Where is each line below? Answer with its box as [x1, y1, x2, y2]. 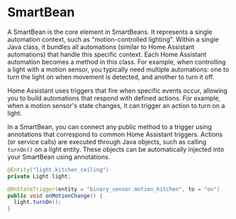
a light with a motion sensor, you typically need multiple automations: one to [7, 65, 230, 73]
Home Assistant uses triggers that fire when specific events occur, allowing [7, 86, 228, 95]
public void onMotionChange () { [7, 192, 103, 199]
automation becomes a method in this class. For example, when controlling [7, 57, 226, 66]
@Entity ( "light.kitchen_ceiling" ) [7, 166, 110, 173]
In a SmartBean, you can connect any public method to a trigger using [7, 122, 213, 131]
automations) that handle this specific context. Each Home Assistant [7, 50, 207, 59]
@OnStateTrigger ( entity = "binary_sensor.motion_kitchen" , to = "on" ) [7, 185, 220, 193]
